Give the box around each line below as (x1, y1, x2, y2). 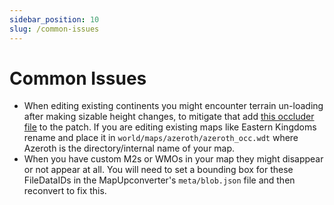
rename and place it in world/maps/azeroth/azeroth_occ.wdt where (23, 132, 299, 144)
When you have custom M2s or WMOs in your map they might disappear (23, 153, 324, 165)
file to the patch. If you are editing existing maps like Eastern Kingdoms (23, 121, 317, 133)
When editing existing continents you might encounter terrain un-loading (23, 100, 324, 112)
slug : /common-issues (9, 24, 100, 34)
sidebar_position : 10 (9, 14, 100, 25)
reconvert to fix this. (23, 185, 107, 197)
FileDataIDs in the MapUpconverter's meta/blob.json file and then (23, 174, 296, 186)
